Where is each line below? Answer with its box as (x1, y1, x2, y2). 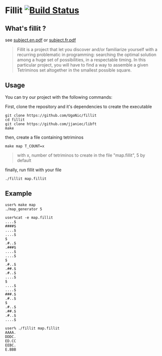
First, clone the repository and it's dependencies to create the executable (5, 104, 152, 109)
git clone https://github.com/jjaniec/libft (5, 122, 97, 126)
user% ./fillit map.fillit (5, 326, 60, 331)
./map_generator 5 (5, 207, 42, 212)
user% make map (5, 202, 36, 207)
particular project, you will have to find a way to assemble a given (17, 62, 148, 68)
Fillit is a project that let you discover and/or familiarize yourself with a (17, 47, 158, 52)
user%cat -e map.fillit (5, 215, 54, 220)
